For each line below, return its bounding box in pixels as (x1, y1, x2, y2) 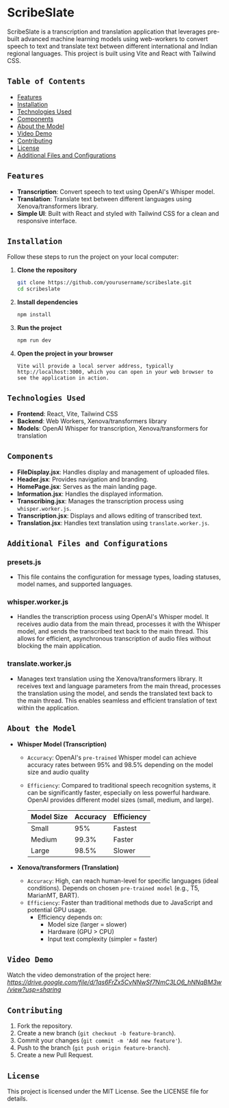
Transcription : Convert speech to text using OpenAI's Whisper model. (16, 187, 215, 196)
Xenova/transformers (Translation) (16, 863, 120, 871)
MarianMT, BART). (27, 891, 80, 899)
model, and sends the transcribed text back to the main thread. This (16, 627, 208, 635)
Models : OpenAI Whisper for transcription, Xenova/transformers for (16, 424, 208, 432)
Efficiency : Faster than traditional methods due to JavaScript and (27, 898, 213, 907)
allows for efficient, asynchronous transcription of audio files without (16, 635, 211, 643)
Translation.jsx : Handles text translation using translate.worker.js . (16, 518, 210, 527)
